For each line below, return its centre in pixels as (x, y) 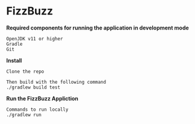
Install (14, 60)
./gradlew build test (33, 87)
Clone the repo (25, 71)
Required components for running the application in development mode (98, 28)
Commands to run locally (37, 110)
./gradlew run (24, 115)
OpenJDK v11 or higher (35, 39)
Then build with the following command (56, 82)
